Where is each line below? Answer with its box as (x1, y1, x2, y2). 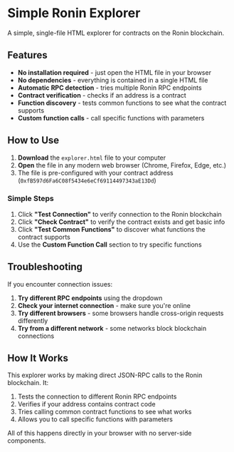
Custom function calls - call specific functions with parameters (17, 113, 205, 122)
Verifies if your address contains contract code (17, 400, 156, 409)
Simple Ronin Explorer (7, 5, 141, 21)
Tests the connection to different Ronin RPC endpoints (17, 392, 177, 401)
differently (17, 316, 48, 325)
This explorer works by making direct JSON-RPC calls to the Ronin (7, 371, 203, 379)
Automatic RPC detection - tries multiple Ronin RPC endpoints (17, 83, 202, 92)
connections (17, 332, 55, 340)
